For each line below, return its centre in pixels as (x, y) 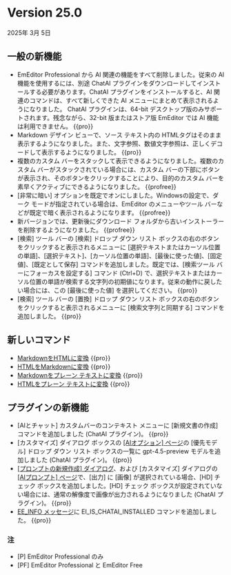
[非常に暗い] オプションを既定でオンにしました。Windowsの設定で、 (115, 195)
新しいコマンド (39, 340)
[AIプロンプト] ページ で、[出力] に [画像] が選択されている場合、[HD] (115, 477)
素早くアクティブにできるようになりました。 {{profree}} (97, 186)
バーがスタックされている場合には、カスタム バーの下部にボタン (129, 169)
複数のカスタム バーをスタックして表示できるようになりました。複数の (118, 161)
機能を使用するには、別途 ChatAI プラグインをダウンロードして (107, 83)
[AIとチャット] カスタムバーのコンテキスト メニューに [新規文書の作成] (118, 425)
